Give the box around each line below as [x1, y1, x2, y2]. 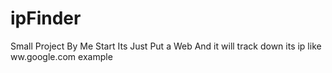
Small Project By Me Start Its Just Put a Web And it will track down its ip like [10, 40, 322, 52]
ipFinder [10, 7, 82, 30]
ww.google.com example [10, 50, 113, 62]
